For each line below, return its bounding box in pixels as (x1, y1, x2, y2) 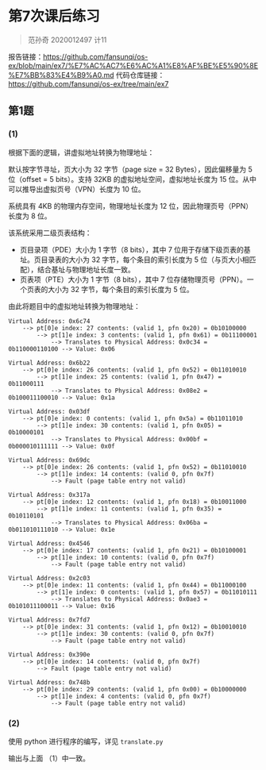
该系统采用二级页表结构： (8, 228, 92, 237)
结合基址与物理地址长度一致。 (37, 264, 135, 274)
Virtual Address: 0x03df (8, 407, 91, 415)
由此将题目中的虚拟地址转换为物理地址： (8, 301, 141, 310)
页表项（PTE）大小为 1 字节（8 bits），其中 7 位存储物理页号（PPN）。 (19, 275, 248, 284)
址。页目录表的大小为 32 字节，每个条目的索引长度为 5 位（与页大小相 (19, 255, 250, 264)
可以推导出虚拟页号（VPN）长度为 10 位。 (8, 184, 145, 194)
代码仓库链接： (115, 70, 165, 79)
